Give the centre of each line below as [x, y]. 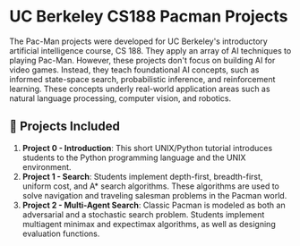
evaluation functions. [61, 233]
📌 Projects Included [65, 127]
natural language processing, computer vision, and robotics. [120, 98]
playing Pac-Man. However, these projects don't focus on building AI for [142, 60]
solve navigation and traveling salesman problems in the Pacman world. [154, 195]
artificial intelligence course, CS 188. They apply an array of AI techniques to [150, 50]
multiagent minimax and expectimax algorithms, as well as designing [149, 224]
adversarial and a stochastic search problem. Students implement [143, 214]
